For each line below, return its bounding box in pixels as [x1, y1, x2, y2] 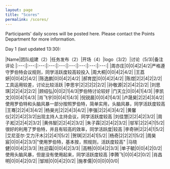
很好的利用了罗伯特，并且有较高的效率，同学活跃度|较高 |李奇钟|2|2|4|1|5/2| [5, 126, 164, 132]
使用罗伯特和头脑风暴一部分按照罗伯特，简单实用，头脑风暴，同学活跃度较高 [5, 101, 165, 107]
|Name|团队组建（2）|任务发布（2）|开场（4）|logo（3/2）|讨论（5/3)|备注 [5, 56, 163, 62]
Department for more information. [5, 36, 76, 42]
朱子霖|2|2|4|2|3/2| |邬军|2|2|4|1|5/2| [86, 120, 165, 126]
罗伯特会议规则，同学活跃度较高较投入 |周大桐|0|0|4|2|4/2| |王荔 [9, 69, 145, 75]
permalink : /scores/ [5, 17, 49, 22]
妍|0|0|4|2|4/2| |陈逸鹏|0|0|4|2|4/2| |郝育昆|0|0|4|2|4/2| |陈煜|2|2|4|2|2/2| [5, 76, 162, 82]
